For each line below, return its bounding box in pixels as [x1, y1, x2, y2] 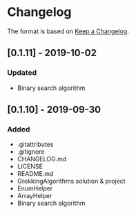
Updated [7, 68, 37, 78]
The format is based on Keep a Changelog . [7, 27, 129, 35]
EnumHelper [17, 184, 53, 193]
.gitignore [17, 148, 45, 156]
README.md [17, 170, 54, 178]
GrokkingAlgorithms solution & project [17, 177, 126, 186]
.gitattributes [17, 140, 54, 149]
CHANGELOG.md [17, 155, 67, 163]
